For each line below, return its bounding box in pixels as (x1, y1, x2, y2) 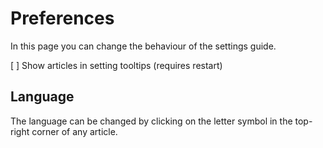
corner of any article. (31, 125, 118, 137)
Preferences (10, 7, 115, 30)
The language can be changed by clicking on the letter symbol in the (10, 115, 293, 127)
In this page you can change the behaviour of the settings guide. (10, 40, 277, 52)
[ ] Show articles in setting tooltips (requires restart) (10, 59, 223, 71)
